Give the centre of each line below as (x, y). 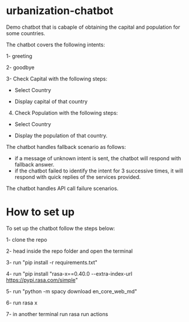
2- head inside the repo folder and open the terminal (70, 251)
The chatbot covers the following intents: (56, 45)
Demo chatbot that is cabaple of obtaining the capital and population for (93, 27)
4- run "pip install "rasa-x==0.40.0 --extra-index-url (69, 273)
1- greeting (19, 56)
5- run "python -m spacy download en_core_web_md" (72, 291)
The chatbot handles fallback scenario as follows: (66, 147)
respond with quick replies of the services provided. (77, 177)
